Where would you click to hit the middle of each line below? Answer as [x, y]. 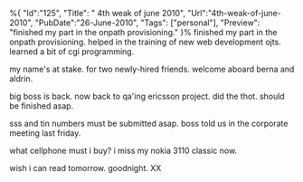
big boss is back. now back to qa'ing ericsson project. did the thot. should [147, 96]
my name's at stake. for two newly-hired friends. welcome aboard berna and [152, 69]
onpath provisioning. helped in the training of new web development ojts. [146, 42]
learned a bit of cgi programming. [72, 52]
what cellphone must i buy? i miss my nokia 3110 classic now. [123, 150]
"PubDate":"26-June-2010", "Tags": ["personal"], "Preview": [147, 23]
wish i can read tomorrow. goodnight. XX [85, 168]
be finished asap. [42, 106]
